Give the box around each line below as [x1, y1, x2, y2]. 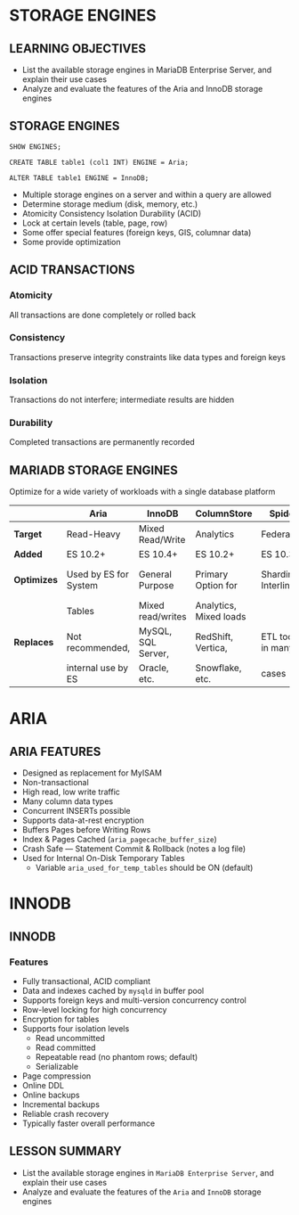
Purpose [138, 579, 174, 592]
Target [13, 528, 43, 540]
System [66, 579, 99, 592]
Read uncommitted [35, 1033, 105, 1044]
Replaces [13, 636, 54, 649]
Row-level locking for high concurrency [21, 1005, 167, 1015]
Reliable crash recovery [21, 1109, 109, 1120]
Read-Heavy [66, 528, 121, 540]
